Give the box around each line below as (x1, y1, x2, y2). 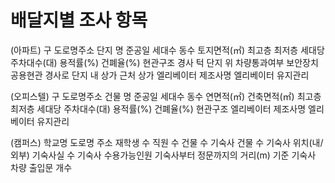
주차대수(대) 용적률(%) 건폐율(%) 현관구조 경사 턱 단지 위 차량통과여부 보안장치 (10, 56, 319, 68)
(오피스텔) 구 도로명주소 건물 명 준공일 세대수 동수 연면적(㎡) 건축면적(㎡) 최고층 (10, 90, 322, 102)
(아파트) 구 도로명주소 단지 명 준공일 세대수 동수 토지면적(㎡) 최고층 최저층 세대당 (10, 44, 325, 56)
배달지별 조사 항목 (10, 9, 148, 32)
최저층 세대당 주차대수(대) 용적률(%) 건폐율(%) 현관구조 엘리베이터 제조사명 (10, 102, 307, 115)
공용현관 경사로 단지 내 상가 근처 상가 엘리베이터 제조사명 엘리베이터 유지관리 (10, 69, 310, 81)
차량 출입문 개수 (10, 161, 73, 173)
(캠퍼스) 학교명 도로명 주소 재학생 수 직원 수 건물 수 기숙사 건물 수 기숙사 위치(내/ (10, 136, 324, 148)
